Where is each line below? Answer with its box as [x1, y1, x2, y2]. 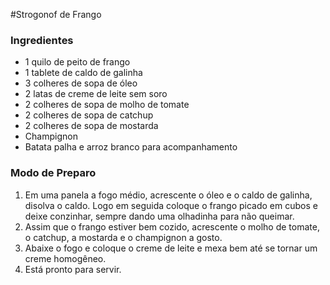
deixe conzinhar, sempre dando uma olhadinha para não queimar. [24, 210, 295, 222]
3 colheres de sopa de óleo [24, 77, 138, 89]
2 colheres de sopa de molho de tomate [24, 99, 190, 111]
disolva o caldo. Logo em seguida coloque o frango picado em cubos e [24, 199, 318, 211]
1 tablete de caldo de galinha [24, 67, 143, 79]
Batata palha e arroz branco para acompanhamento [24, 141, 238, 153]
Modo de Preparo [10, 166, 97, 180]
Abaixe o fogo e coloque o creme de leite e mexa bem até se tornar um [24, 242, 318, 254]
